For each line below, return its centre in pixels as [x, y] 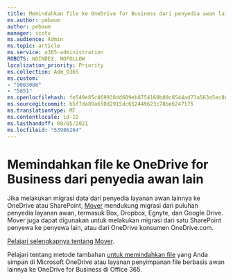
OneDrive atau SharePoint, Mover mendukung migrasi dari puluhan [103, 206]
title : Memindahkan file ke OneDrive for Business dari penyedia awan [111, 14]
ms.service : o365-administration [55, 53]
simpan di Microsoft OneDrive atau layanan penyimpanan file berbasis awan [116, 262]
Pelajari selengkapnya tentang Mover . [61, 241]
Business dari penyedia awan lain [105, 179]
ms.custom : [23, 78]
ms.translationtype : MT [42, 110]
